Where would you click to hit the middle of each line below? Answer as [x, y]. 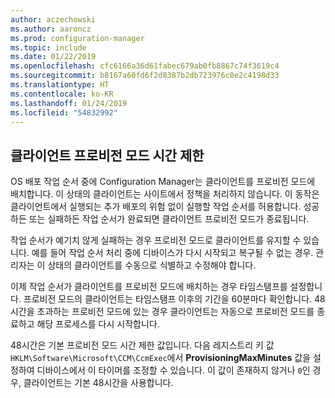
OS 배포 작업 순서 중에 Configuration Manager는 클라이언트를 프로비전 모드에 [163, 182]
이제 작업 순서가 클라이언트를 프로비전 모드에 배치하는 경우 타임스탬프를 [149, 287]
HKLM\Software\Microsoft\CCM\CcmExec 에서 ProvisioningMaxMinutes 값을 [160, 358]
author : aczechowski [53, 19]
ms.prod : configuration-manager [77, 38]
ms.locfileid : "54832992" [64, 112]
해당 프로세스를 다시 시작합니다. [98, 324]
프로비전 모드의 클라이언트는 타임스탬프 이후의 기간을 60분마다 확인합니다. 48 [174, 299]
